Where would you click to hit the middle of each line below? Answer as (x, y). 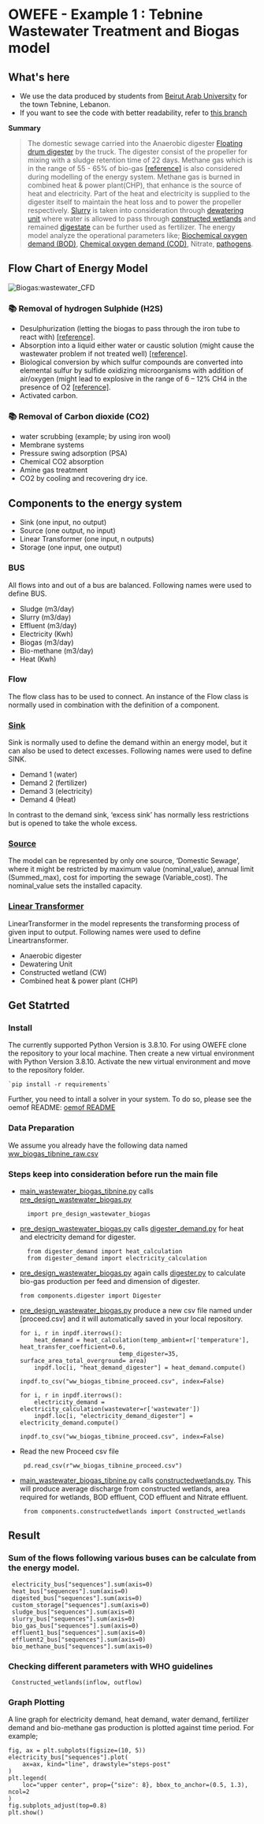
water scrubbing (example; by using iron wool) (95, 437)
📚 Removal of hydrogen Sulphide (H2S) (86, 308)
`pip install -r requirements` (59, 1085)
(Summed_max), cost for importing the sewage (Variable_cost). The (118, 877)
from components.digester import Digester (90, 1295)
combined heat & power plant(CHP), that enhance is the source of (134, 185)
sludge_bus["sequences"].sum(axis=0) (73, 1612)
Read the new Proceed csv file (69, 1451)
